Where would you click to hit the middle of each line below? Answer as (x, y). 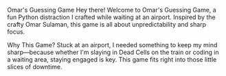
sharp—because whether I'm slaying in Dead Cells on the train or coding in (113, 52)
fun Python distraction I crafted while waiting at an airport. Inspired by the (111, 17)
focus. (16, 31)
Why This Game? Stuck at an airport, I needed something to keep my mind (112, 45)
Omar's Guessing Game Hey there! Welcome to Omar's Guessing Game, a (112, 10)
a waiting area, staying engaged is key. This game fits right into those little (112, 60)
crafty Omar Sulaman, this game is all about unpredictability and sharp (107, 24)
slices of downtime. (35, 67)
